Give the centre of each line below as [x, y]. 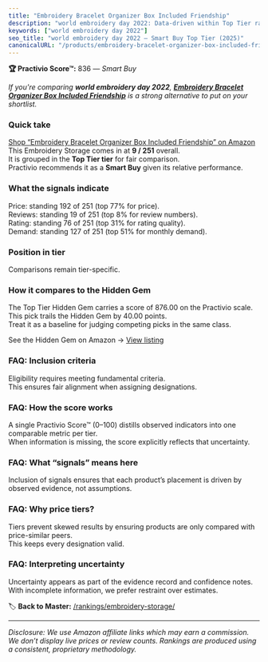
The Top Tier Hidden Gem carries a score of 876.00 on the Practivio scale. [131, 308]
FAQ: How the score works [61, 407]
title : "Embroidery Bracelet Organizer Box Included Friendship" [119, 16]
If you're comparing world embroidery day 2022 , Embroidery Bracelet [126, 87]
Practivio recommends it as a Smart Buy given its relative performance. [126, 168]
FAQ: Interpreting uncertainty [67, 564]
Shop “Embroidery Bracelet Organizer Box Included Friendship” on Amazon [132, 142]
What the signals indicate [59, 189]
